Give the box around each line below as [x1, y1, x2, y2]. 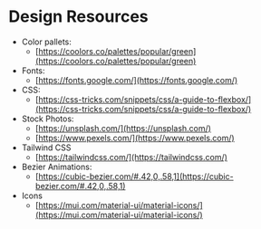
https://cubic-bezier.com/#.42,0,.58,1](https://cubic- [38, 170, 234, 182]
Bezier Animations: [21, 161, 92, 172]
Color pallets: [21, 36, 72, 47]
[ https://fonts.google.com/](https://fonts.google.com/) [34, 74, 238, 85]
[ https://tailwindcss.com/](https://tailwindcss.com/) [34, 151, 228, 162]
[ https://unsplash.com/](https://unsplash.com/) [34, 122, 212, 133]
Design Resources [8, 6, 149, 27]
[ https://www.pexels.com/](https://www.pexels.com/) [34, 132, 235, 143]
